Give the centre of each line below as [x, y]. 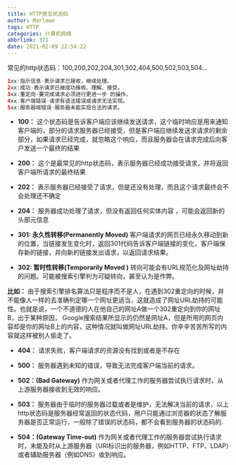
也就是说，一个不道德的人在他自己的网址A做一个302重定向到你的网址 [120, 309]
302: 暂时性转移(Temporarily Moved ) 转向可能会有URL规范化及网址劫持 [123, 267]
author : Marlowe [31, 20]
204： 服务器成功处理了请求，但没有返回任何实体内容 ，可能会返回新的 [121, 211]
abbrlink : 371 [28, 40]
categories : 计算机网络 [39, 34]
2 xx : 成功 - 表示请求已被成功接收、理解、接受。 [65, 88]
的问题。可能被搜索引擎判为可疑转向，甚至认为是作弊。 [98, 276]
